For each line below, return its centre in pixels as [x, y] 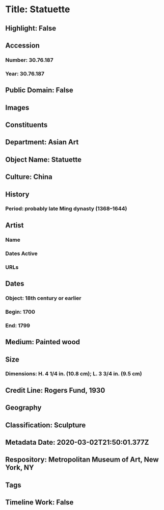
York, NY [20, 468]
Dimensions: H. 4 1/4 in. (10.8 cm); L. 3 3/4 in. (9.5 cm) [74, 374]
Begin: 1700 [20, 312]
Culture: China [29, 177]
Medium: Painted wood [43, 342]
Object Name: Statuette [43, 159]
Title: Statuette [38, 9]
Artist [15, 225]
